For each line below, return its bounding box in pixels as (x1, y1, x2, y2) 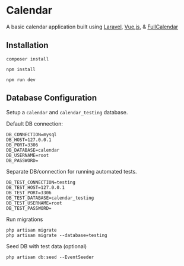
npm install (6, 66, 36, 72)
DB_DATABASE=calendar (6, 147, 60, 153)
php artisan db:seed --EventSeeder (6, 254, 94, 260)
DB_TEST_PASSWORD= (6, 205, 52, 211)
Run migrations (6, 216, 43, 223)
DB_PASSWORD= (6, 158, 39, 164)
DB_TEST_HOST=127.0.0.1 (6, 184, 65, 190)
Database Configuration (6, 93, 97, 103)
